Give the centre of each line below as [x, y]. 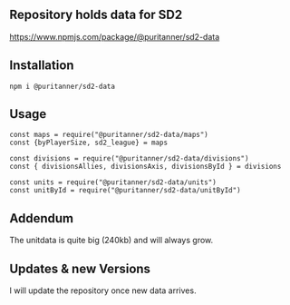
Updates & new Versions [80, 268]
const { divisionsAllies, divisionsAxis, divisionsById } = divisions [145, 167]
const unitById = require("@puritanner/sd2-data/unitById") [126, 191]
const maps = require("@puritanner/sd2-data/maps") [109, 135]
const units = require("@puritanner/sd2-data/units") [113, 182]
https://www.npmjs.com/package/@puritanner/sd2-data [115, 36]
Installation [42, 66]
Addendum [42, 218]
